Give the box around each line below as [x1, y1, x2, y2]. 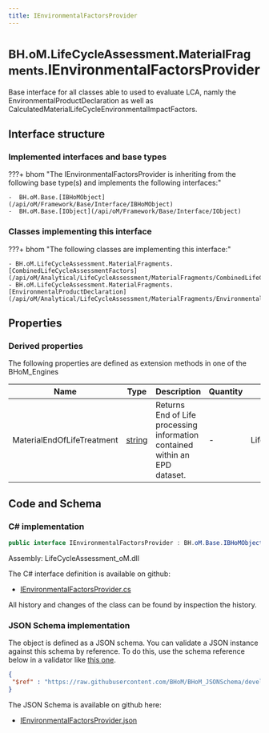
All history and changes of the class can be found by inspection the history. [8, 599, 258, 609]
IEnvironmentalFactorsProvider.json [19, 715, 138, 725]
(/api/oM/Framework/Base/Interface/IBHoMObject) [8, 201, 174, 209]
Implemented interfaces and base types [8, 151, 167, 162]
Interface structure [8, 127, 106, 141]
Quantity [208, 386, 243, 397]
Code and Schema [8, 497, 102, 511]
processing [155, 419, 198, 431]
